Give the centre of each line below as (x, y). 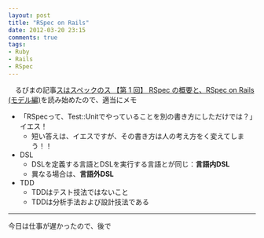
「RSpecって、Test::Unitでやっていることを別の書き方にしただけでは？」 (136, 116)
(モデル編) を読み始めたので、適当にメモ (73, 100)
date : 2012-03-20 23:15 (47, 30)
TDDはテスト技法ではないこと (80, 192)
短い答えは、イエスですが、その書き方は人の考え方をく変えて (131, 136)
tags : (17, 45)
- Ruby (19, 52)
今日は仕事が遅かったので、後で (60, 225)
